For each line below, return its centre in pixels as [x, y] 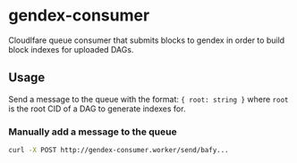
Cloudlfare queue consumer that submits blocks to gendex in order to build [147, 40]
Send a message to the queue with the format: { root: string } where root [148, 99]
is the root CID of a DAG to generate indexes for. [97, 109]
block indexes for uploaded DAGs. [71, 49]
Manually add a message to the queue [93, 132]
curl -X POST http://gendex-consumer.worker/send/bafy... [119, 151]
